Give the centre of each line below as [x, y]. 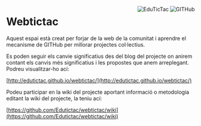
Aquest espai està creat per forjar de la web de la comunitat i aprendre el [96, 38]
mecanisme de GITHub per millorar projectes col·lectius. [76, 44]
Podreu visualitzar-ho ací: [38, 69]
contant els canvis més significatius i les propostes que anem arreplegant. [98, 62]
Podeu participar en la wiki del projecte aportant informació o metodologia [98, 92]
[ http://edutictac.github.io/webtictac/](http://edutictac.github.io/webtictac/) [99, 80]
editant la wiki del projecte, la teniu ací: [54, 98]
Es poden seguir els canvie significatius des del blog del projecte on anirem [99, 56]
